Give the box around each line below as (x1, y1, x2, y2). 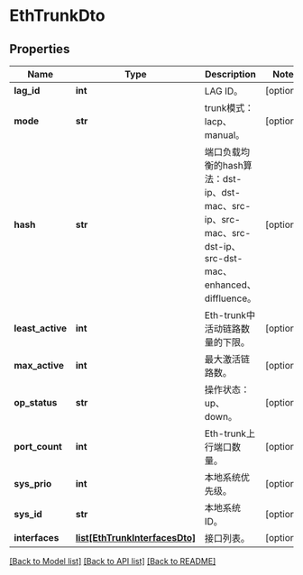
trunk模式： (204, 102, 254, 114)
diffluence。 (204, 292, 257, 305)
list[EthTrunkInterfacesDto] (75, 532, 197, 543)
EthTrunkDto (9, 5, 106, 26)
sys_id (14, 508, 42, 520)
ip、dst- (204, 187, 241, 198)
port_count (14, 441, 63, 452)
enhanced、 (204, 278, 257, 291)
